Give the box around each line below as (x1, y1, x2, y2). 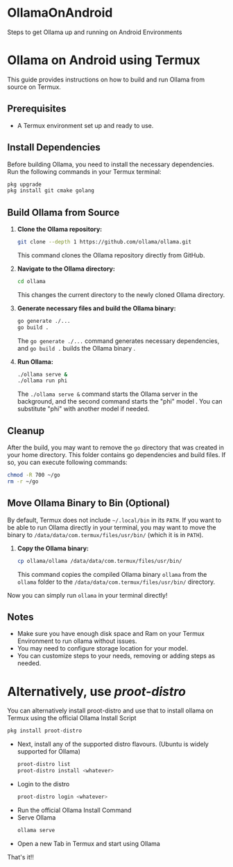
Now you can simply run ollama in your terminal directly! (7, 591, 168, 599)
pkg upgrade (7, 181, 42, 188)
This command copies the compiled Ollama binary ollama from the (17, 570, 207, 578)
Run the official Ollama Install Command (17, 806, 132, 814)
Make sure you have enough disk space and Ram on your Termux (17, 630, 205, 638)
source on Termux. (7, 82, 61, 91)
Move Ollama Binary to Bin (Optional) (7, 498, 171, 509)
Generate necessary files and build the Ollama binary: (17, 304, 176, 312)
